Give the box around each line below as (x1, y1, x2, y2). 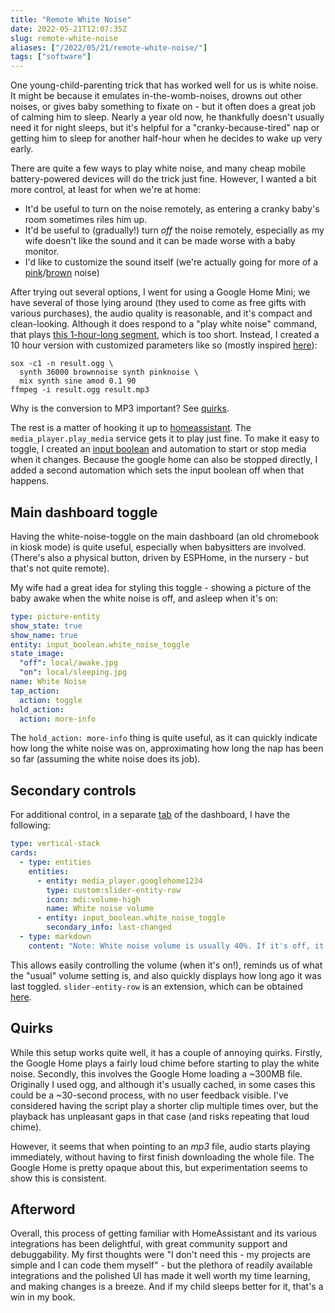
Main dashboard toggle (10, 504, 158, 521)
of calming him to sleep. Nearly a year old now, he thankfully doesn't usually (10, 111, 325, 123)
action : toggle (19, 695, 83, 705)
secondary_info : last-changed (46, 922, 172, 933)
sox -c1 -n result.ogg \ (10, 359, 114, 369)
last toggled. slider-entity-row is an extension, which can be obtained (10, 980, 303, 992)
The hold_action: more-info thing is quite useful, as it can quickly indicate (10, 732, 318, 744)
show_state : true (10, 621, 83, 631)
